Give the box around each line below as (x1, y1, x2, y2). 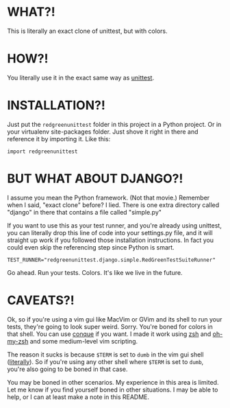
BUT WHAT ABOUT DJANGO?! (7, 171, 183, 186)
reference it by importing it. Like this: (7, 134, 111, 143)
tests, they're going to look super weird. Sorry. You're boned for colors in (7, 322, 214, 331)
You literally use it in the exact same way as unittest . (7, 73, 155, 82)
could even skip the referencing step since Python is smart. (7, 243, 175, 251)
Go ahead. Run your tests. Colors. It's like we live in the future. (7, 268, 183, 276)
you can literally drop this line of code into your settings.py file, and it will (7, 228, 214, 237)
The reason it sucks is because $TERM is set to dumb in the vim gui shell (7, 350, 204, 359)
